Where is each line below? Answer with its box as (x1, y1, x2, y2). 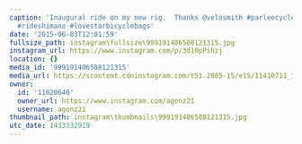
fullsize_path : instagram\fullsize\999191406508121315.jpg (9, 38, 235, 47)
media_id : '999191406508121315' (9, 64, 130, 72)
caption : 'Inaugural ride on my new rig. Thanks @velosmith (9, 13, 244, 22)
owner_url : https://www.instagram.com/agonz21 (17, 96, 195, 106)
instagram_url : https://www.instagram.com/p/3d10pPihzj (9, 47, 223, 55)
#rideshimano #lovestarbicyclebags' (17, 21, 155, 30)
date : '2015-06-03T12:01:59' (9, 30, 119, 38)
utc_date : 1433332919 (9, 122, 91, 131)
